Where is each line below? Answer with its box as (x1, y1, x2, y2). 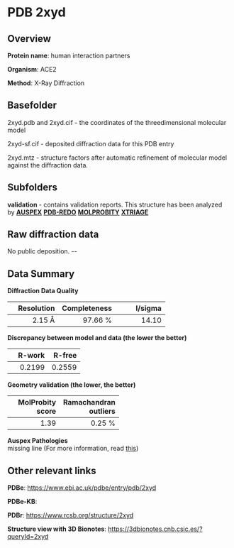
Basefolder (7, 99, 57, 111)
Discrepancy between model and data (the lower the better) (7, 334, 187, 342)
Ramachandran (62, 398, 116, 407)
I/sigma (135, 303, 162, 313)
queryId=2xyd (7, 532, 49, 541)
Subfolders (7, 182, 58, 194)
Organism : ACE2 (7, 65, 57, 73)
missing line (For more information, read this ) (7, 444, 139, 453)
